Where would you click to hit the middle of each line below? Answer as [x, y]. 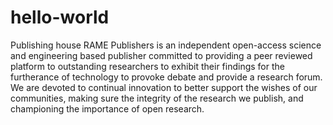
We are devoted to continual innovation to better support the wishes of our [164, 87]
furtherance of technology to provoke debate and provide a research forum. [166, 77]
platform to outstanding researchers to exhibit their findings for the [147, 66]
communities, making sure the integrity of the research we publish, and [157, 98]
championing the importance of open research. [107, 108]
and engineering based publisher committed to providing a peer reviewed [161, 55]
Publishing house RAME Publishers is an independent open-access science [166, 45]
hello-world [60, 17]
